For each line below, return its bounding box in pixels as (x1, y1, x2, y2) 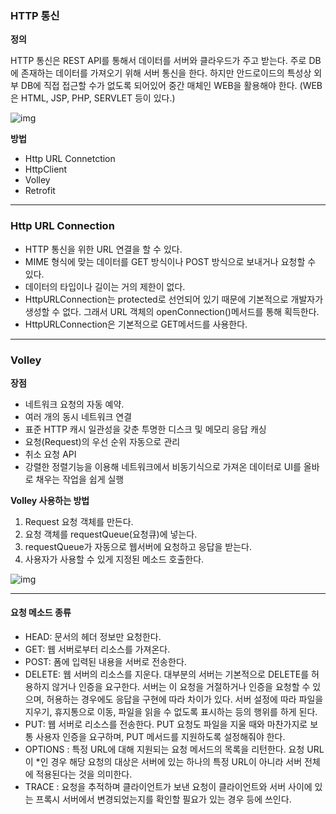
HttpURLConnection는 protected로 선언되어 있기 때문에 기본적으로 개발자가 (24, 293, 324, 305)
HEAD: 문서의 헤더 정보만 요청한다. (24, 631, 162, 643)
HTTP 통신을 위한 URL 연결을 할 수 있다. (24, 243, 183, 255)
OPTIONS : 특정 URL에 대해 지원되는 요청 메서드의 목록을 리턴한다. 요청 (24, 743, 305, 756)
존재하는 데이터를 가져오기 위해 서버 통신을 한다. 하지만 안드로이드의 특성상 (20, 67, 312, 79)
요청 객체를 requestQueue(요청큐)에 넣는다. (24, 528, 198, 540)
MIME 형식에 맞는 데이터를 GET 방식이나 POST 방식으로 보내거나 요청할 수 (24, 255, 317, 267)
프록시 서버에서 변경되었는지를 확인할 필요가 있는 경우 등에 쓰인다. (35, 793, 292, 806)
